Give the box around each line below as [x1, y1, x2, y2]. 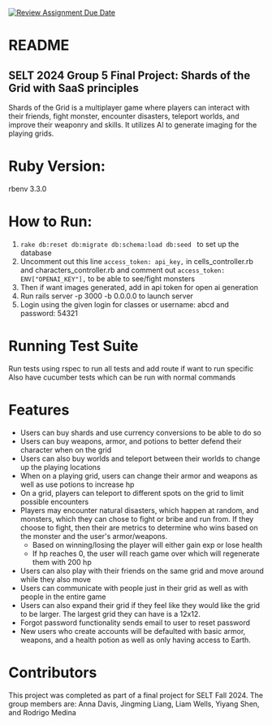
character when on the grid [19, 445, 112, 454]
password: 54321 [19, 308, 79, 318]
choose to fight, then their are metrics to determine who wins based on [19, 523, 258, 532]
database [19, 248, 52, 258]
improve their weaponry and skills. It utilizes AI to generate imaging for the [8, 120, 257, 129]
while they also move [19, 574, 92, 584]
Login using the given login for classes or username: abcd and [19, 299, 230, 309]
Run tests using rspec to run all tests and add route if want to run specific [8, 363, 254, 373]
